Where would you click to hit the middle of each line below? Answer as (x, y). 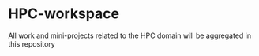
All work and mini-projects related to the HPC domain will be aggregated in (130, 35)
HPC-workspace (64, 14)
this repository (32, 43)
